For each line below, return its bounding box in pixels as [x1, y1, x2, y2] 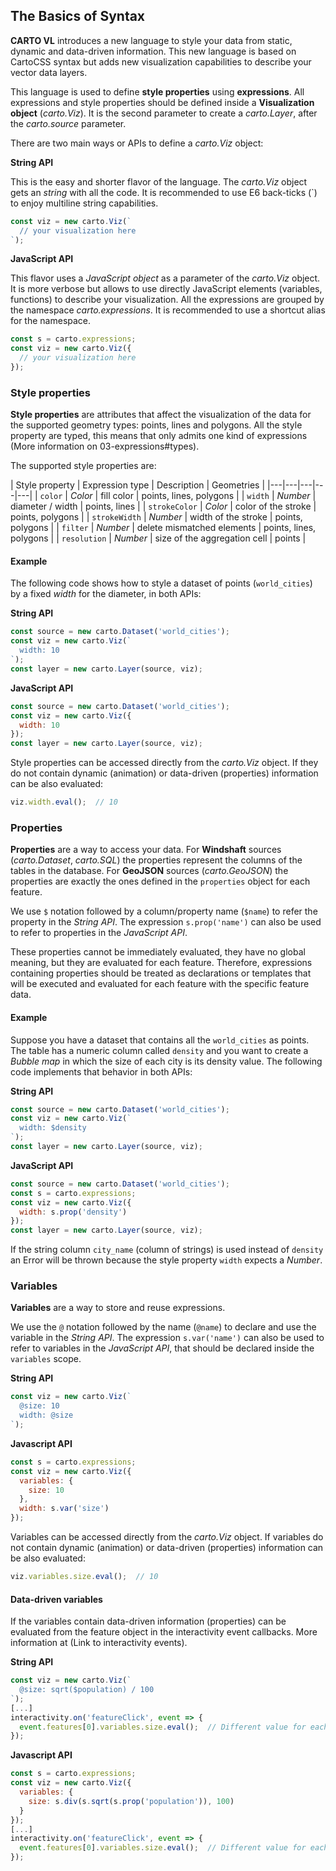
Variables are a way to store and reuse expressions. [10, 1302, 226, 1314]
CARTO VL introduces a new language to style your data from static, [10, 34, 293, 46]
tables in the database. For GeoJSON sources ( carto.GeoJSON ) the [10, 865, 289, 877]
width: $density [19, 1123, 87, 1133]
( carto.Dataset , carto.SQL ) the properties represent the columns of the [10, 854, 303, 866]
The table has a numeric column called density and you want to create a [10, 1044, 309, 1056]
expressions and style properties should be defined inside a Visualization [10, 96, 315, 108]
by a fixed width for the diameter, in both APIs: [10, 588, 202, 600]
